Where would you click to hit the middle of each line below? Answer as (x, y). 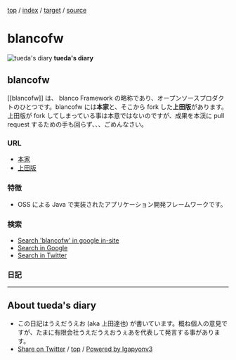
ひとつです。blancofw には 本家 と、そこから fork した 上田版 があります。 (124, 107)
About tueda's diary (52, 306)
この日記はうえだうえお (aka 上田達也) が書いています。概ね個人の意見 (119, 323)
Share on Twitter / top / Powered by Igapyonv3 (85, 349)
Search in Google (42, 247)
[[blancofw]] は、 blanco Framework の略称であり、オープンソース (104, 98)
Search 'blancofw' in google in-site (68, 240)
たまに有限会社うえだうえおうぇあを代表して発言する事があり (125, 332)
